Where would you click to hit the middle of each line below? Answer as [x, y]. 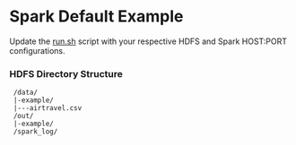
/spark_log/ [35, 132]
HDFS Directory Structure [66, 73]
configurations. [37, 50]
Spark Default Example [96, 17]
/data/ [26, 93]
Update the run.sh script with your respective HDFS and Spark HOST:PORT [148, 41]
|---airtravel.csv [48, 108]
